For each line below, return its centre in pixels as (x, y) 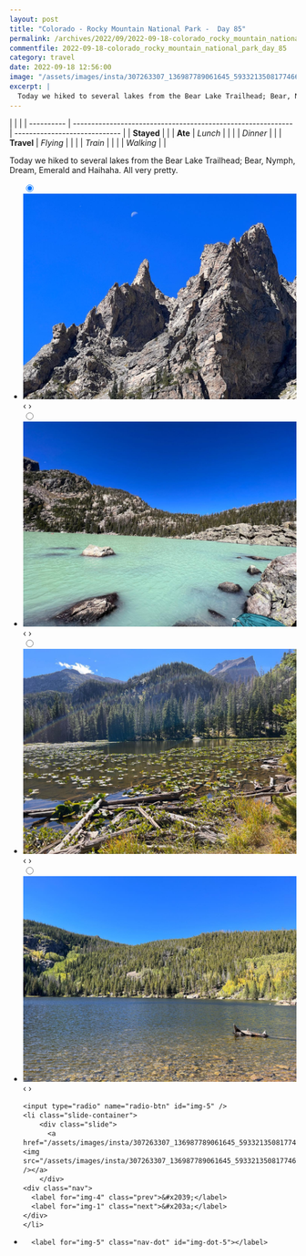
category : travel (42, 58)
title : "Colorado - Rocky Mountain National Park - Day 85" (128, 29)
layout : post (34, 19)
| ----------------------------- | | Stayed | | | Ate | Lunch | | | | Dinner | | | (146, 133)
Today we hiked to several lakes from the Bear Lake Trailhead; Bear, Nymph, (153, 160)
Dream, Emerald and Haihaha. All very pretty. (94, 170)
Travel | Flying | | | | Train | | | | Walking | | (88, 142)
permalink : (30, 38)
